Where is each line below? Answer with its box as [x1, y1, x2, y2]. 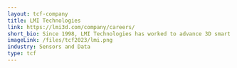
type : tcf [7, 50, 37, 57]
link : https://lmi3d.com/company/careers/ [7, 23, 135, 30]
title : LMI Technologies [7, 17, 81, 24]
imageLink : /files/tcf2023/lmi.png [7, 37, 113, 44]
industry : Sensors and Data [7, 43, 91, 50]
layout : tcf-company [7, 10, 69, 18]
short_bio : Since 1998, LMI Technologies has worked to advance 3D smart [7, 30, 231, 38]
